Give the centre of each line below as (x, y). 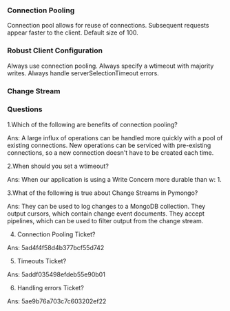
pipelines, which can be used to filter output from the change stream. (105, 220)
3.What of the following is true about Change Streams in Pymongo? (103, 193)
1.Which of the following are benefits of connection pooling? (92, 124)
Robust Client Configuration (55, 50)
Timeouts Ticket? (42, 261)
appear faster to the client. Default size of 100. (73, 32)
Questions (25, 109)
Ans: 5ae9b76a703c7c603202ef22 (57, 301)
